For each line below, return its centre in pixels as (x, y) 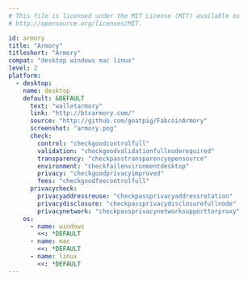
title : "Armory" (36, 45)
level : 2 (23, 68)
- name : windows (57, 226)
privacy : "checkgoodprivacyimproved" (101, 174)
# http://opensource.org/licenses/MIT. (76, 23)
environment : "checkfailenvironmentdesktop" (113, 166)
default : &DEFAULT (54, 98)
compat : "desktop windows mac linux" (72, 61)
